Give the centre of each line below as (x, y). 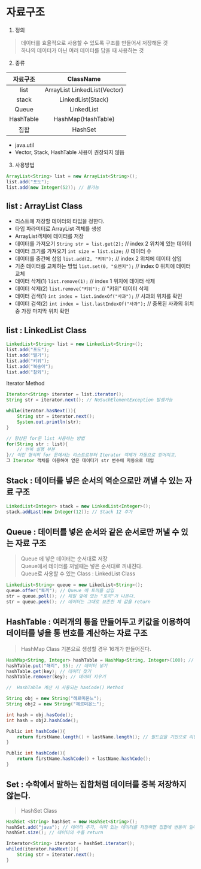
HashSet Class (39, 810)
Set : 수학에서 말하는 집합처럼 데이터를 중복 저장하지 (96, 785)
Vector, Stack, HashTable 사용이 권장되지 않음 (69, 152)
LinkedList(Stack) (84, 99)
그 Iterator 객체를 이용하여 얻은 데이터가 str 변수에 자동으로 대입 (80, 461)
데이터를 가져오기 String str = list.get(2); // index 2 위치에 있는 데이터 (103, 244)
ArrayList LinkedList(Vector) (84, 89)
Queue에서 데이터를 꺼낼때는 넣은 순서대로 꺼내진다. (82, 566)
